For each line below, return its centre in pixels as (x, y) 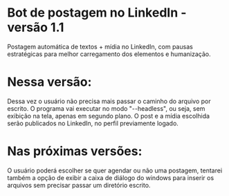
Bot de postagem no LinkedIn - (97, 13)
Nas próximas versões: (75, 151)
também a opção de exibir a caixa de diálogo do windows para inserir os (111, 177)
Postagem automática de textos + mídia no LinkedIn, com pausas (100, 46)
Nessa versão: (49, 82)
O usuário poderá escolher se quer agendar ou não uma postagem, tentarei (115, 170)
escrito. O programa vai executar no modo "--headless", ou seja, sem (106, 108)
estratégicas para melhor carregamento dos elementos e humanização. (109, 54)
